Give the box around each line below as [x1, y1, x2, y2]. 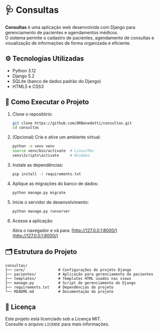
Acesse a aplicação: [12, 217, 53, 224]
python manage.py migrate [12, 190, 66, 195]
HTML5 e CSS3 [12, 83, 44, 89]
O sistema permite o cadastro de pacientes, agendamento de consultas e [5, 35, 155, 41]
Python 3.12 [12, 67, 36, 73]
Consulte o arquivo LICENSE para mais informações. [5, 321, 110, 327]
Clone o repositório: [12, 111, 53, 117]
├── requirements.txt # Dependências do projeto [5, 285, 114, 290]
